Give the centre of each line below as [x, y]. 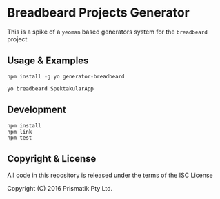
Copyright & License [52, 159]
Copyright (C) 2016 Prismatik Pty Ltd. [60, 189]
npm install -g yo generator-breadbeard [66, 76]
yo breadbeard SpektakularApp [51, 88]
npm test [20, 138]
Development [37, 110]
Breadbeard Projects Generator [98, 13]
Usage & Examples [48, 61]
